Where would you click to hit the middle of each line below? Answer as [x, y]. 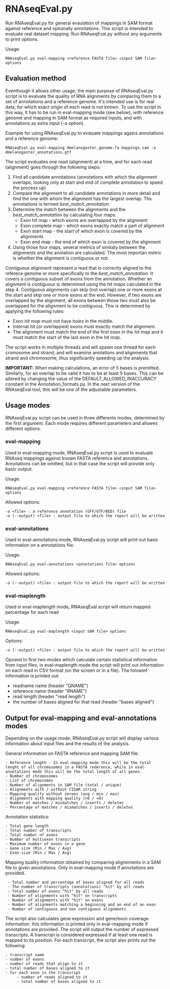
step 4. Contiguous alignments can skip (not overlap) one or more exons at [84, 289]
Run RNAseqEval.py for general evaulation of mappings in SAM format [79, 23]
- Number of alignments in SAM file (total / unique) [64, 785]
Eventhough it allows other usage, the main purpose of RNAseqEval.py [79, 91]
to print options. [22, 39]
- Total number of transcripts [38, 831]
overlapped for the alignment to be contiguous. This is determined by [78, 305]
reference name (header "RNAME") [50, 691]
